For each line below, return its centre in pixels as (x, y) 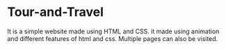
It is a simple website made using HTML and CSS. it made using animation (113, 31)
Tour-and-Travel (56, 12)
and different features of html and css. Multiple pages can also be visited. (113, 38)
